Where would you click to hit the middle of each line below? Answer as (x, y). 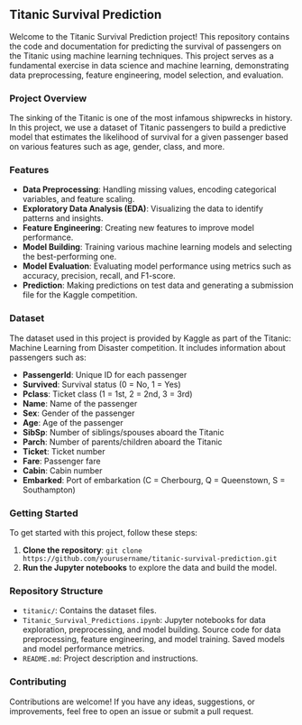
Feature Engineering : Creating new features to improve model (138, 228)
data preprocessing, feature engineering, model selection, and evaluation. (146, 75)
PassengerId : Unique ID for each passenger (105, 374)
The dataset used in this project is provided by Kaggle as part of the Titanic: (150, 338)
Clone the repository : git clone (82, 550)
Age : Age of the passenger (73, 422)
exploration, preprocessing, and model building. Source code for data (151, 629)
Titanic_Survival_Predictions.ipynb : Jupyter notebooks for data (144, 620)
